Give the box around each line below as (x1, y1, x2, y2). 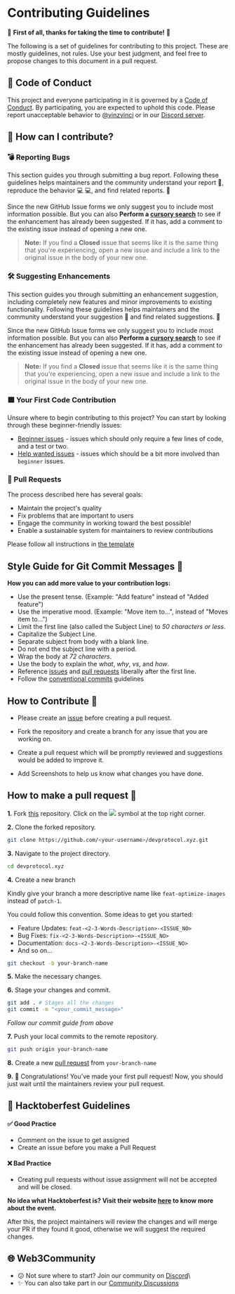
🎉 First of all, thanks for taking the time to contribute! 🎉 (7, 28, 170, 37)
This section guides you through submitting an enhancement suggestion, (7, 290, 219, 298)
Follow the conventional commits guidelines (17, 675, 145, 683)
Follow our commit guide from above (7, 1019, 114, 1027)
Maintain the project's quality (17, 504, 102, 513)
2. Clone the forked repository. (7, 823, 97, 831)
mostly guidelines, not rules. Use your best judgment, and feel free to (7, 49, 208, 58)
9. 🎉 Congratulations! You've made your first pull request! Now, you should (7, 1072, 223, 1081)
